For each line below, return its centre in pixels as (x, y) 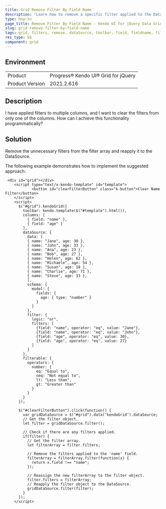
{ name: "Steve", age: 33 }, (57, 276)
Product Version (26, 83)
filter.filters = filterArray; (59, 480)
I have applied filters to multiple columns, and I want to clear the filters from (82, 113)
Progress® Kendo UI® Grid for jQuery (93, 75)
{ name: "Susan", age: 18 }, (57, 267)
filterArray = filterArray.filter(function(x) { (78, 458)
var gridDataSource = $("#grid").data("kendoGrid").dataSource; (90, 415)
